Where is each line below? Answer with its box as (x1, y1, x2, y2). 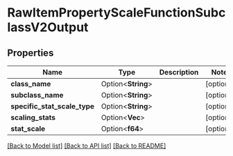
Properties (7, 47, 54, 59)
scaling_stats (10, 113, 56, 122)
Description (159, 68, 199, 77)
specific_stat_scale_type (10, 101, 95, 111)
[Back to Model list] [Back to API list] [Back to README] (7, 142, 166, 150)
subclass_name (10, 90, 64, 99)
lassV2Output (7, 19, 89, 35)
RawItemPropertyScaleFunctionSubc (7, 5, 226, 21)
